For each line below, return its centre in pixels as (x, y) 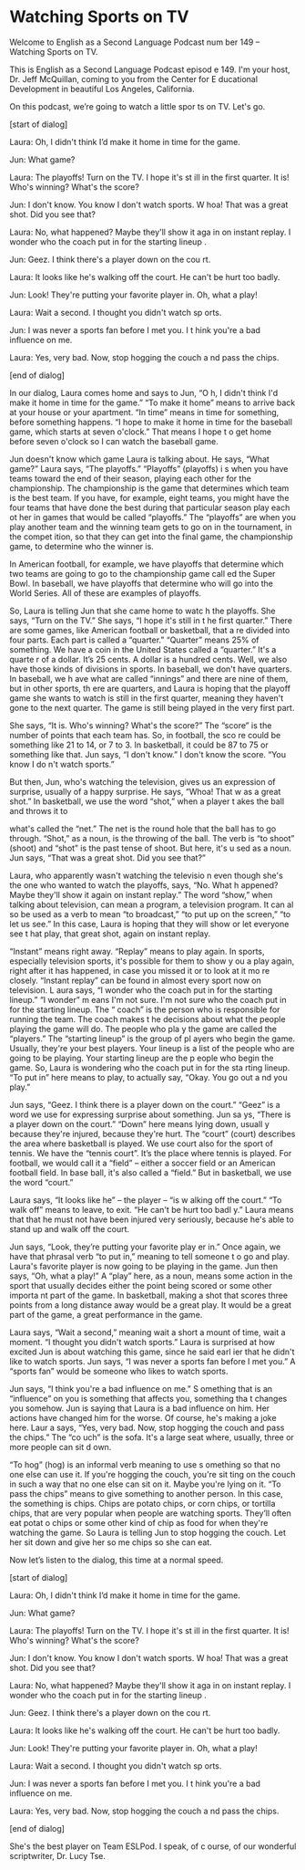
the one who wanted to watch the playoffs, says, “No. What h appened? (144, 885)
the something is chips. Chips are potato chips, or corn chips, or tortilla (142, 1503)
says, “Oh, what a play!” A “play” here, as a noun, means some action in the (151, 1276)
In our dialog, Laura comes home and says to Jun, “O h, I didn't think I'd (144, 392)
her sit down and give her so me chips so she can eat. (111, 1542)
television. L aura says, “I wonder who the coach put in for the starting (141, 990)
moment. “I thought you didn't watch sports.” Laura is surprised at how (142, 1342)
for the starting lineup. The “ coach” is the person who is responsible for (145, 1009)
